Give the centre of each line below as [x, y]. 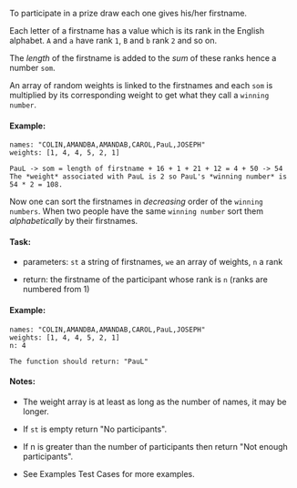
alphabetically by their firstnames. [74, 221]
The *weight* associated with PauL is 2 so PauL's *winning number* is [148, 177]
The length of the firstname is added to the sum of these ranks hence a [143, 58]
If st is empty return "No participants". [94, 429]
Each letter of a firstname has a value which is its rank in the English [137, 30]
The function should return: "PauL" [79, 361]
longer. [36, 411]
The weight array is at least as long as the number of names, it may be [154, 402]
